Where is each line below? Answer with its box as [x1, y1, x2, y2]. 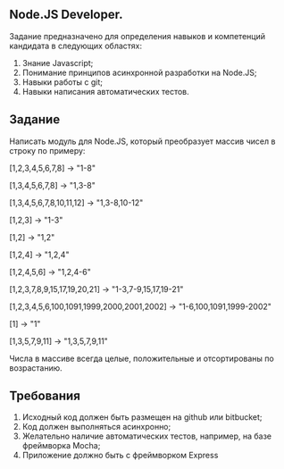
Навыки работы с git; [21, 76, 103, 88]
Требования [9, 389, 80, 404]
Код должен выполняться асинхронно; [21, 422, 171, 432]
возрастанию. [9, 362, 63, 373]
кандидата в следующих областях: [9, 40, 143, 51]
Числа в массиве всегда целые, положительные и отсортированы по [9, 353, 274, 364]
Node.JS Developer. [9, 7, 123, 22]
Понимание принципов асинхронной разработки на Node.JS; [21, 67, 257, 78]
